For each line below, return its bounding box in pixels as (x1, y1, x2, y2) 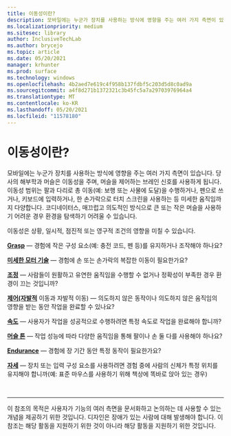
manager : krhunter (7, 61, 60, 68)
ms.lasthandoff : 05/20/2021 (7, 106, 88, 113)
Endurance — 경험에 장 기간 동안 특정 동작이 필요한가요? (7, 346, 162, 355)
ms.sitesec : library (7, 29, 67, 37)
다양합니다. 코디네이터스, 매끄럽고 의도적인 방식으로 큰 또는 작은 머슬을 (14, 203, 203, 211)
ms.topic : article (7, 49, 60, 56)
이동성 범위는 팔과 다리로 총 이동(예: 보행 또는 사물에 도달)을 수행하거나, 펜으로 (7, 186, 217, 194)
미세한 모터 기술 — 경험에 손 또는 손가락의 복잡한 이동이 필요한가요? (7, 256, 188, 264)
